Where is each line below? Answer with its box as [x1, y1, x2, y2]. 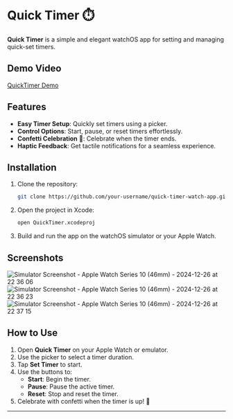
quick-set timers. [7, 42, 55, 51]
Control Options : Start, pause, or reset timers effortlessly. [17, 127, 183, 135]
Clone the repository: [17, 180, 78, 188]
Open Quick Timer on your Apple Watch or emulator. [17, 346, 169, 354]
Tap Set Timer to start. [17, 360, 83, 368]
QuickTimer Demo [7, 81, 59, 89]
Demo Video [7, 62, 62, 75]
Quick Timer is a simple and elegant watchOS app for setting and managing [7, 35, 224, 44]
